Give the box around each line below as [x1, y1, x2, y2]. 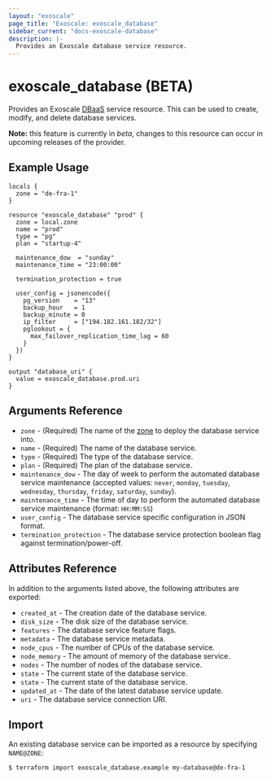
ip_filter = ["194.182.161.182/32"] [23, 318, 162, 326]
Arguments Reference [8, 404, 124, 418]
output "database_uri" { [8, 367, 93, 375]
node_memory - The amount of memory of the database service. [20, 651, 230, 660]
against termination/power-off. [20, 538, 123, 548]
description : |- [8, 34, 63, 43]
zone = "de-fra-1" [15, 189, 79, 198]
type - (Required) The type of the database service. [20, 451, 194, 461]
